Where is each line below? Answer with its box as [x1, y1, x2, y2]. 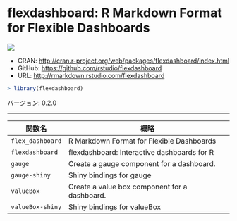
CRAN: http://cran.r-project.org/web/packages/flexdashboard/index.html [17, 56, 230, 65]
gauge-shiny [11, 171, 51, 179]
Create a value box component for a [68, 182, 188, 191]
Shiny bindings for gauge [68, 170, 152, 180]
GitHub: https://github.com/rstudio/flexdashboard [17, 63, 162, 72]
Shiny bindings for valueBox [68, 202, 161, 212]
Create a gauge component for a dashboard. [68, 158, 216, 168]
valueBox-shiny [11, 203, 62, 210]
